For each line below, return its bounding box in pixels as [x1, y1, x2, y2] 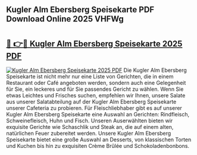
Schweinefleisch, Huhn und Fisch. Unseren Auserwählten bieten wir [6, 117, 173, 124]
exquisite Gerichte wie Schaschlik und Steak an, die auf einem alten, [6, 124, 174, 130]
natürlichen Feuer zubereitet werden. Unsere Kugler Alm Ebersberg [6, 130, 171, 137]
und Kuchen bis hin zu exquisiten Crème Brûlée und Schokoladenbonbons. [6, 143, 189, 149]
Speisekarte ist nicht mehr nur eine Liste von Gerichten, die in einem [6, 73, 174, 80]
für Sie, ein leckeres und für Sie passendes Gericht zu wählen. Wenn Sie [6, 86, 184, 93]
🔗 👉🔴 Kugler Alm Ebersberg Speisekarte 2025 [6, 39, 183, 49]
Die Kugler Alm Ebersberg [123, 67, 187, 74]
